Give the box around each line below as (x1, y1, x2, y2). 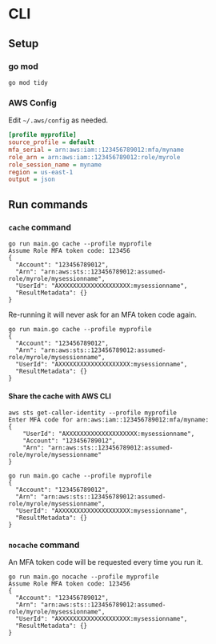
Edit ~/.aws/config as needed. (8, 115, 109, 125)
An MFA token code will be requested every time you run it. (8, 558, 203, 567)
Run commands (8, 198, 88, 211)
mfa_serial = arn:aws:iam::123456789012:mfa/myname (8, 146, 184, 154)
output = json (8, 175, 56, 184)
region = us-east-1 (8, 168, 74, 176)
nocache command (8, 539, 80, 550)
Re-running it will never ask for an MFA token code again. (8, 310, 198, 319)
